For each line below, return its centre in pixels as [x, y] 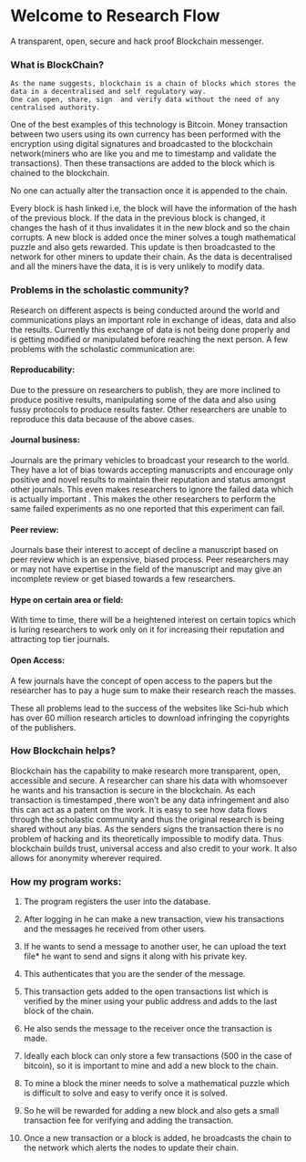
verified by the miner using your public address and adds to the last [150, 1001]
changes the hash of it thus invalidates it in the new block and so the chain [150, 228]
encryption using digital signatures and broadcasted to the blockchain [142, 144]
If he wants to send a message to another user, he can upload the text [155, 947]
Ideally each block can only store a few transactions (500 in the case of [158, 1056]
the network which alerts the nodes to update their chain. [131, 1148]
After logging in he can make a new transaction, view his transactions [154, 919]
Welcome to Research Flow [115, 16]
